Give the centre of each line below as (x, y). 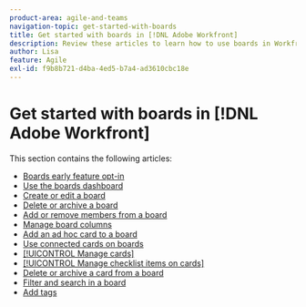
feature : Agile (38, 60)
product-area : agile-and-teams (69, 18)
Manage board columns (67, 224)
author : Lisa (34, 52)
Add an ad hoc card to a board (80, 234)
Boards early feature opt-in (73, 176)
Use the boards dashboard (73, 185)
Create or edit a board (64, 195)
